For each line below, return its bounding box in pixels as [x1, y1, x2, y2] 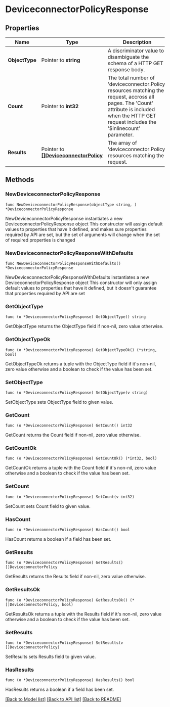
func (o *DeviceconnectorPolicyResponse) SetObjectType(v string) [5, 390, 148, 395]
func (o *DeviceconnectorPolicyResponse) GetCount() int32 [5, 423, 133, 428]
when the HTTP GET [107, 112, 156, 119]
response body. [107, 66, 145, 73]
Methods [5, 175, 34, 184]
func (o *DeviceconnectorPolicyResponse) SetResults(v [5, 640, 123, 645]
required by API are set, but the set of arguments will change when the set [5, 231, 160, 238]
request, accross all [107, 93, 154, 100]
